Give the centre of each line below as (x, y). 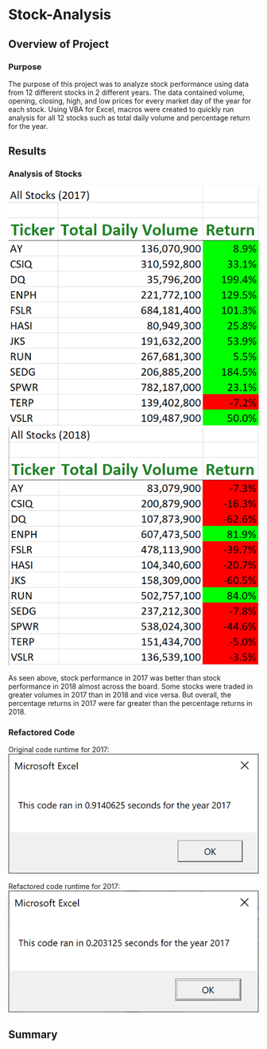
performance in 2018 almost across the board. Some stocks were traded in (131, 686)
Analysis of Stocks (45, 174)
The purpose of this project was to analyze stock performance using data (128, 84)
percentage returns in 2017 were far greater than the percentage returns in (130, 703)
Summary (33, 1035)
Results (27, 152)
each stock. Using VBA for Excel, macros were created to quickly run (121, 109)
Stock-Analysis (60, 15)
